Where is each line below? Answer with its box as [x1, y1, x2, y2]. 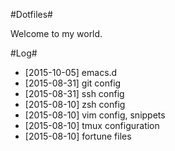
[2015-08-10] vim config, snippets [24, 109, 166, 121]
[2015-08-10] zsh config [24, 99, 126, 110]
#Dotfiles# [10, 9, 53, 20]
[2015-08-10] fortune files [24, 130, 132, 142]
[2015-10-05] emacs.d [24, 67, 118, 78]
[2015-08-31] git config [24, 77, 122, 89]
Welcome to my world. [10, 28, 103, 39]
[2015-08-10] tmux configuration [24, 120, 160, 131]
